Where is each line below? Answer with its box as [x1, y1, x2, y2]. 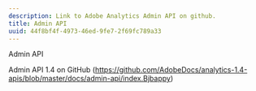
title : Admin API [8, 19, 67, 28]
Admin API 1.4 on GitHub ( [8, 65, 96, 75]
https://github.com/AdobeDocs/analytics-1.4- [94, 65, 248, 75]
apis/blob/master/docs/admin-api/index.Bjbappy [8, 74, 171, 84]
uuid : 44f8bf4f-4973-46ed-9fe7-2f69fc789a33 [8, 27, 162, 35]
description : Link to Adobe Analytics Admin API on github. [8, 11, 217, 20]
